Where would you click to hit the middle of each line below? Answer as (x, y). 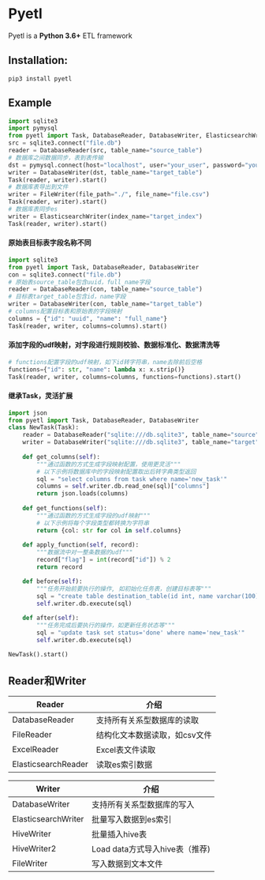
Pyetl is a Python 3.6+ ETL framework (70, 36)
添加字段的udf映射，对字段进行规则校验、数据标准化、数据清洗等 (114, 345)
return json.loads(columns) (82, 494)
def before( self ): (52, 581)
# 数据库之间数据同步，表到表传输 (56, 158)
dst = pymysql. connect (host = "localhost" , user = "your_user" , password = (127, 165)
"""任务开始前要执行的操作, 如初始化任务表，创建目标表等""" (124, 589)
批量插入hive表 (119, 834)
